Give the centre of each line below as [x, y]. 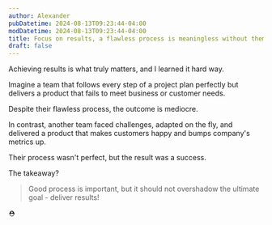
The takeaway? [34, 173]
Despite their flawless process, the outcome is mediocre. [103, 109]
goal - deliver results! [64, 197]
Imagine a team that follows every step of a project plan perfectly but [123, 85]
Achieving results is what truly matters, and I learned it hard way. [116, 69]
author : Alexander [39, 16]
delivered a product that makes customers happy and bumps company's [130, 134]
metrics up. [28, 142]
